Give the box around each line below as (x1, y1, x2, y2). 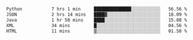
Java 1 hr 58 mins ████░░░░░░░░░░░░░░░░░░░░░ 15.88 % (6, 17, 187, 23)
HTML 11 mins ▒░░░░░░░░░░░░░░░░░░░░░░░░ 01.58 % (6, 28, 187, 34)
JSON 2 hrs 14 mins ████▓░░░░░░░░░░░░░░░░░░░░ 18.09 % (6, 11, 187, 18)
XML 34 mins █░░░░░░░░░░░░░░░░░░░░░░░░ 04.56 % (6, 22, 187, 28)
